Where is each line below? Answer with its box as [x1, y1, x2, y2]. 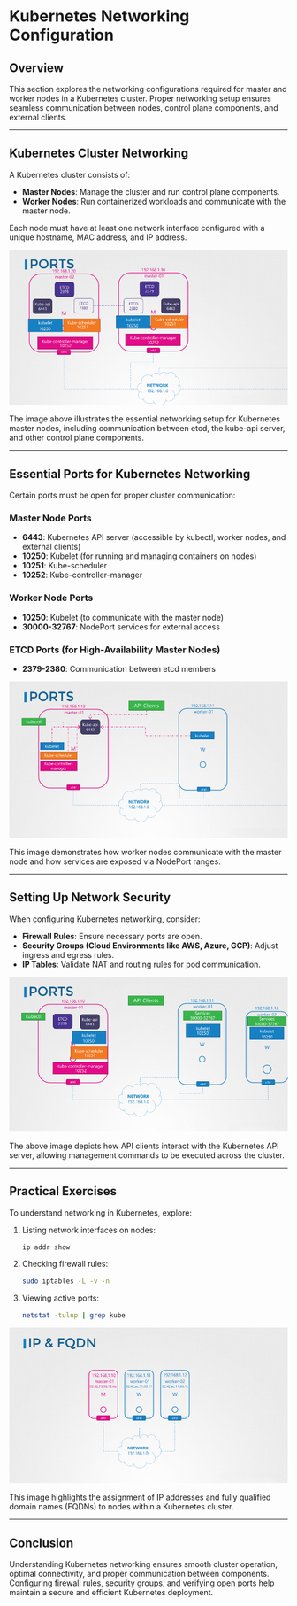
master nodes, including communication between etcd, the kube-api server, [9, 423, 286, 434]
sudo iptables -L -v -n [21, 1277, 110, 1286]
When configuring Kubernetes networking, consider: [9, 914, 201, 924]
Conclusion [9, 1535, 74, 1550]
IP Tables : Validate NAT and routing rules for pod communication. [21, 959, 261, 969]
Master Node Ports [9, 512, 92, 524]
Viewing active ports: [21, 1293, 100, 1303]
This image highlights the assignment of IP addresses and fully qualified [9, 1492, 271, 1502]
